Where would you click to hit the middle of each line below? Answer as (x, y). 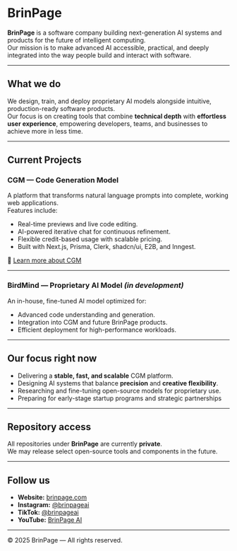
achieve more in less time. (45, 131)
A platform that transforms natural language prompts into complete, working (118, 195)
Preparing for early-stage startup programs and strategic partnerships (120, 398)
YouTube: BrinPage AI (50, 520)
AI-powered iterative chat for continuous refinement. (94, 232)
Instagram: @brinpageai (53, 505)
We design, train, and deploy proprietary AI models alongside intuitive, (109, 101)
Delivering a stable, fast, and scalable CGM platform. (96, 376)
